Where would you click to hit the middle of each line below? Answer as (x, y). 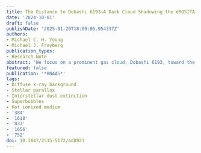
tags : (13, 79)
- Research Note (26, 57)
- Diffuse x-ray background (42, 85)
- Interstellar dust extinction (47, 96)
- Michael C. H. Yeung (35, 40)
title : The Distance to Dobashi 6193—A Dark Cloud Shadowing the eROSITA (101, 12)
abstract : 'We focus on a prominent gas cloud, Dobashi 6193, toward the (101, 62)
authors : (17, 34)
